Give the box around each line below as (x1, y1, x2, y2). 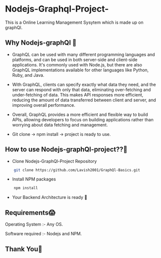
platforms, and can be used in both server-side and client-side (12, 57, 138, 63)
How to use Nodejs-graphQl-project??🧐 (5, 145, 128, 154)
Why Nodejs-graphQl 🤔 (5, 39, 77, 47)
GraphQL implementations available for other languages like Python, (12, 67, 149, 73)
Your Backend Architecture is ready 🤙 (12, 194, 88, 200)
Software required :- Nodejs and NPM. (5, 231, 82, 237)
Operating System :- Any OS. (5, 222, 63, 227)
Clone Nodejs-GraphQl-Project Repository (12, 158, 97, 164)
